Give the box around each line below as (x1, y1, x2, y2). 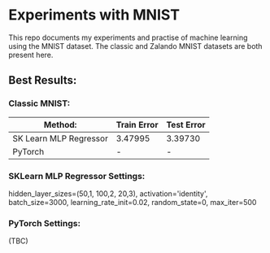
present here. (8, 50, 54, 59)
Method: (43, 119, 77, 130)
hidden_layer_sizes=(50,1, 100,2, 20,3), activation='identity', (8, 189, 208, 198)
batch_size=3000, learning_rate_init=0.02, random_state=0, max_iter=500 (8, 197, 257, 207)
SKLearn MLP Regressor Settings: (8, 170, 146, 181)
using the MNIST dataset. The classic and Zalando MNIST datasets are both (8, 41, 263, 50)
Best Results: (8, 73, 77, 87)
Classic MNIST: (8, 98, 71, 109)
